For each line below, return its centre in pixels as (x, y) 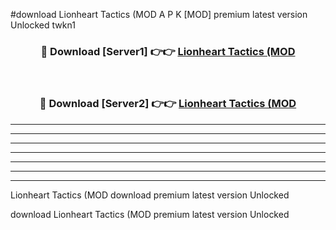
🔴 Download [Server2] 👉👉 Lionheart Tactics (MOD (168, 104)
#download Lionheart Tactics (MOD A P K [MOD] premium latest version (159, 14)
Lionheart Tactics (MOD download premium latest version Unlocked (150, 195)
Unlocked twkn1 (43, 25)
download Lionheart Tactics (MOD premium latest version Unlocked (150, 214)
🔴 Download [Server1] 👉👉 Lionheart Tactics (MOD (168, 51)
